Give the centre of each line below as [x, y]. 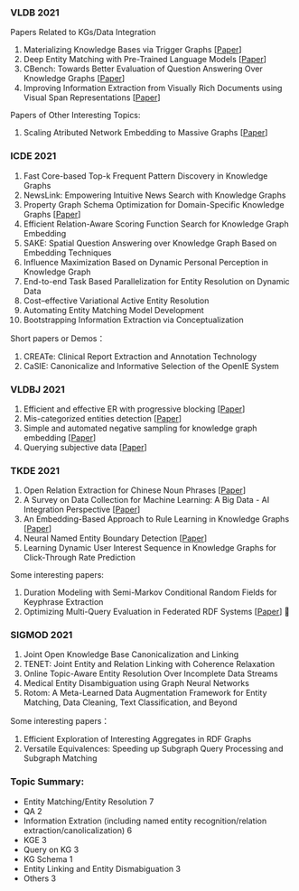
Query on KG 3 [51, 849]
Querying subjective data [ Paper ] [85, 447]
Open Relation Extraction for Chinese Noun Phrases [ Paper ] [135, 490]
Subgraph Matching [60, 758]
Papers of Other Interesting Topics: [75, 116]
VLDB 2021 [35, 13]
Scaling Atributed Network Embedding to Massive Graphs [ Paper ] [145, 133]
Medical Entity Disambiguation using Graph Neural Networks [136, 683]
